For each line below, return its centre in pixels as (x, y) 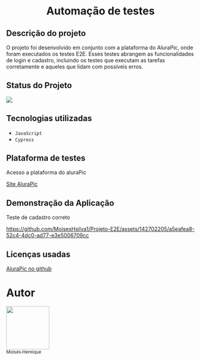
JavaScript (28, 133)
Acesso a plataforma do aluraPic (46, 173)
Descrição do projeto (46, 33)
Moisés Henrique (24, 352)
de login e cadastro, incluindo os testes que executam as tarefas (86, 60)
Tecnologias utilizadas (49, 118)
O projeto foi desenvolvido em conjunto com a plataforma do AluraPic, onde (100, 47)
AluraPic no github (29, 269)
